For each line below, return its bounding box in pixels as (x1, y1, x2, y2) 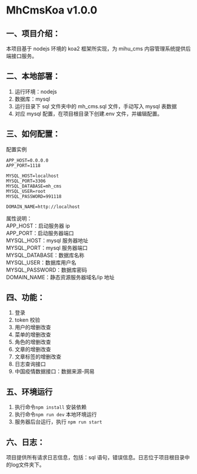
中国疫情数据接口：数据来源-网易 (14, 368, 95, 375)
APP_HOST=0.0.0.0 (6, 157, 49, 163)
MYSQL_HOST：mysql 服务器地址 (6, 236, 88, 244)
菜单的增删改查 (14, 331, 51, 338)
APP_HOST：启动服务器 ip (6, 222, 71, 229)
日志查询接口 (14, 360, 46, 368)
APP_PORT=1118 (6, 162, 41, 168)
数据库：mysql (14, 95, 51, 102)
